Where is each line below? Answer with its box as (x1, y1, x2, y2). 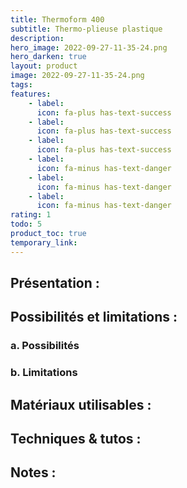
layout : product (10, 61, 78, 71)
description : (10, 33, 65, 43)
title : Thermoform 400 (10, 14, 105, 25)
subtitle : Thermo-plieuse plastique (10, 24, 163, 34)
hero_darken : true (10, 52, 87, 62)
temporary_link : (10, 237, 78, 248)
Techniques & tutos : (10, 431, 142, 448)
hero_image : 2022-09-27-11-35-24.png (10, 42, 168, 53)
